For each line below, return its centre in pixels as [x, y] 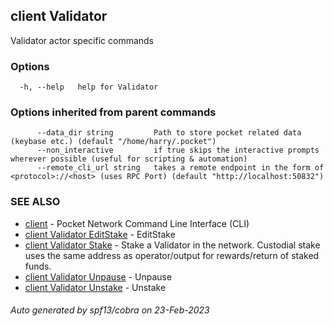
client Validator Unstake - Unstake [95, 287]
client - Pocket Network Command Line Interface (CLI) [137, 223]
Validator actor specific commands [82, 40]
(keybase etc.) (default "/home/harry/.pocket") [113, 142]
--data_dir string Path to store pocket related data [169, 133]
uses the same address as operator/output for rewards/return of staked [172, 255]
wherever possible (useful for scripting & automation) [129, 159]
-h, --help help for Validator [89, 87]
